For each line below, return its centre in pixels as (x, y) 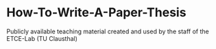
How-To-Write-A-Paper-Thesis (96, 13)
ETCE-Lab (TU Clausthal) (42, 38)
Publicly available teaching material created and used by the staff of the (108, 31)
